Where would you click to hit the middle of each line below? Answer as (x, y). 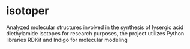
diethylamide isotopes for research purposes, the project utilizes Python (95, 33)
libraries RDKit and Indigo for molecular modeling (67, 40)
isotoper (28, 11)
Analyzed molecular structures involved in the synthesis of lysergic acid (95, 27)
